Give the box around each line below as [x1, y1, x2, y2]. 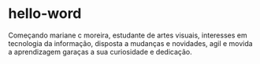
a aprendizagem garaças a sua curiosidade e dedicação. [8, 47, 192, 56]
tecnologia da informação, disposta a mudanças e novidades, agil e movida [8, 38, 254, 48]
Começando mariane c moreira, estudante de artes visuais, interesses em [8, 30, 247, 40]
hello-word [8, 5, 82, 23]
